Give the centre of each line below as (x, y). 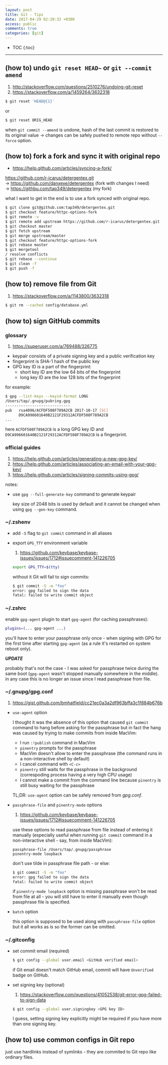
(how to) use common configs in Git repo (70, 1040)
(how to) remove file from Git (51, 284)
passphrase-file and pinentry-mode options (57, 805)
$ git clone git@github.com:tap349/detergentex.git (60, 208)
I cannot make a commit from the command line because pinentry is (90, 780)
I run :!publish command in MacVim (57, 742)
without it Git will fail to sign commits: (51, 576)
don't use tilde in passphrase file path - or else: (61, 863)
